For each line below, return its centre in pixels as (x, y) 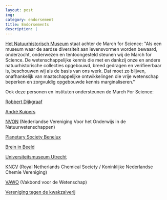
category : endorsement (29, 19)
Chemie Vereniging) (26, 172)
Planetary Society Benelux (33, 137)
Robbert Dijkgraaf (24, 102)
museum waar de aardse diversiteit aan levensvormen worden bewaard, (81, 49)
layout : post (19, 10)
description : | (22, 29)
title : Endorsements (27, 24)
